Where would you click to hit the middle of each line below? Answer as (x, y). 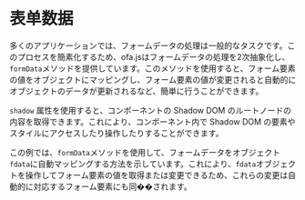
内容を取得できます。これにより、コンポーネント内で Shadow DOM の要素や (152, 121)
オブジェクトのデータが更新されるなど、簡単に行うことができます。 (137, 91)
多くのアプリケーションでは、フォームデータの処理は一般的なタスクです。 (148, 45)
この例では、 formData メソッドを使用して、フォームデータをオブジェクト (145, 152)
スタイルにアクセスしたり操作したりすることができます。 (117, 133)
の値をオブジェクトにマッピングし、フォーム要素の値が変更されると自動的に (153, 79)
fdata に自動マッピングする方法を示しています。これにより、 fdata (133, 164)
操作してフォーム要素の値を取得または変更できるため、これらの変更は (157, 175)
